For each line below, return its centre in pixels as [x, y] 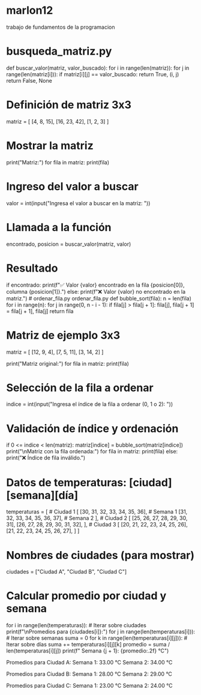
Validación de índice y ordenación [92, 428]
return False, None [29, 80]
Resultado [32, 268]
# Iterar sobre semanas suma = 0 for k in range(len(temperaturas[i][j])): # [97, 638]
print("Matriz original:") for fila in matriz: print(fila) [67, 363]
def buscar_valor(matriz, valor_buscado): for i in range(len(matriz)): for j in [98, 68]
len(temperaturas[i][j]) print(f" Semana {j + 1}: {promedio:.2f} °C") [88, 651]
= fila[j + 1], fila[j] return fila [40, 311]
